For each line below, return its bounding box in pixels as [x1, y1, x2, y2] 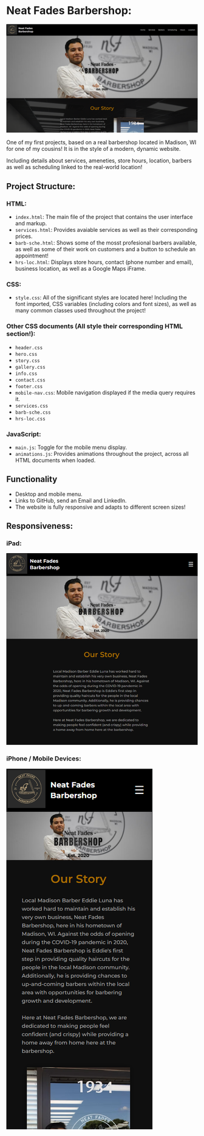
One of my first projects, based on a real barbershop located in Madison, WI [6, 139, 197, 146]
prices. [15, 232, 33, 240]
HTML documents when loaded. [15, 456, 96, 464]
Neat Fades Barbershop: [6, 4, 132, 18]
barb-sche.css [15, 409, 51, 416]
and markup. [15, 220, 47, 227]
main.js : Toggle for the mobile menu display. [15, 444, 127, 451]
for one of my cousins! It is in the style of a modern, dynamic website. [6, 145, 181, 153]
